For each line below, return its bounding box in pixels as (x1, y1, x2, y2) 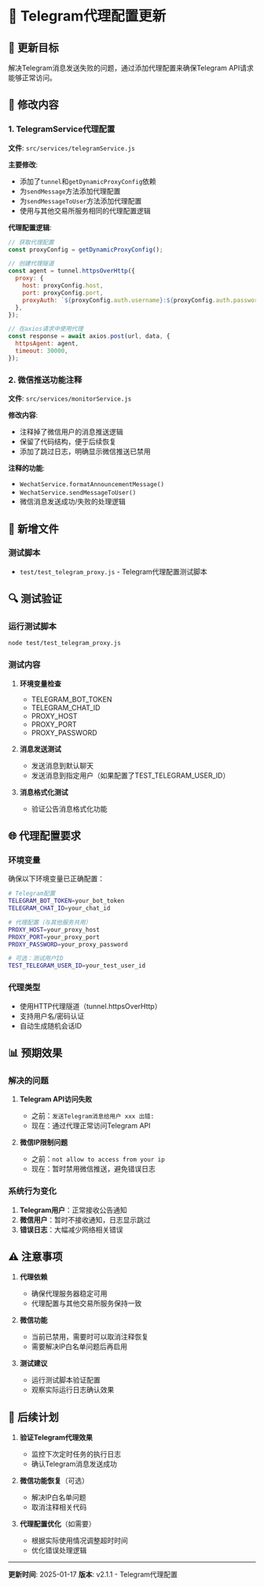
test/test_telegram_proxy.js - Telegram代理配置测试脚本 (19, 566, 208, 576)
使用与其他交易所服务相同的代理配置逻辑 (19, 206, 151, 215)
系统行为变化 (8, 1186, 57, 1197)
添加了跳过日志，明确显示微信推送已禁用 (19, 447, 151, 456)
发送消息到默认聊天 (31, 761, 94, 770)
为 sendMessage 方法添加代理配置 (19, 186, 121, 196)
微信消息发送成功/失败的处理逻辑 (19, 497, 126, 507)
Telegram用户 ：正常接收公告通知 (19, 1205, 127, 1215)
